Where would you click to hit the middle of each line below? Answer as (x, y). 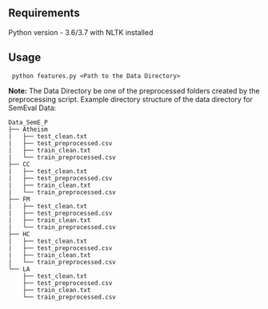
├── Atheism (28, 129)
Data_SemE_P (28, 122)
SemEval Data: (32, 108)
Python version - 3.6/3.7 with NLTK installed (81, 32)
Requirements (44, 13)
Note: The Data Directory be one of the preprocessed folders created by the (134, 90)
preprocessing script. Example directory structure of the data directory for (131, 99)
